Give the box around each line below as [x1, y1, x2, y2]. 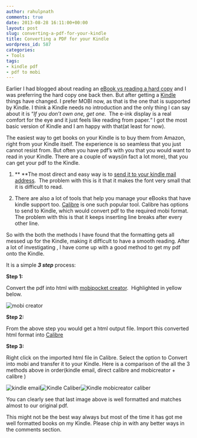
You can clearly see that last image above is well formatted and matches [6, 396, 182, 403]
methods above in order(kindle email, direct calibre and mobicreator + [6, 367, 176, 374]
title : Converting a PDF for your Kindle [6, 36, 109, 42]
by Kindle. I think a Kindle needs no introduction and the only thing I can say [6, 104, 191, 111]
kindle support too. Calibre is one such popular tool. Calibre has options [14, 201, 189, 208]
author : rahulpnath [6, 8, 54, 15]
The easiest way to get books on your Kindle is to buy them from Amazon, [6, 134, 186, 142]
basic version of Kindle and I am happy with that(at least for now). [6, 123, 166, 130]
